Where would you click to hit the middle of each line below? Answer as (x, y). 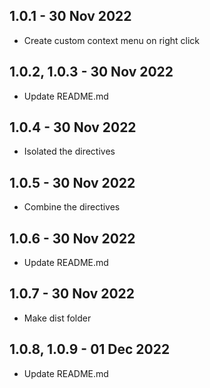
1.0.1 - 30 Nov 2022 (70, 16)
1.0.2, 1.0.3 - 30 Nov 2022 (91, 72)
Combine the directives (72, 207)
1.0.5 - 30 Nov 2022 (72, 182)
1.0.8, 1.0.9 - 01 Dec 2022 (90, 349)
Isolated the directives (69, 151)
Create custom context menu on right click (112, 40)
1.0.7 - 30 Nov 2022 (72, 294)
